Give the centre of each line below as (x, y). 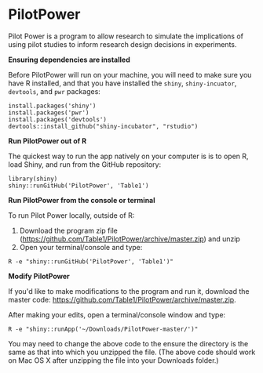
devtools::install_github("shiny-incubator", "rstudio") (103, 126)
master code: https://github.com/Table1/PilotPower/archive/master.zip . (122, 299)
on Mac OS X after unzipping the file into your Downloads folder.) (113, 360)
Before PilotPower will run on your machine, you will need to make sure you (130, 74)
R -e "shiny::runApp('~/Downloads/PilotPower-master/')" (103, 329)
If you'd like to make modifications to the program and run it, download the (129, 291)
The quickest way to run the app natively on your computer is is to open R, (128, 156)
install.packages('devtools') (58, 119)
